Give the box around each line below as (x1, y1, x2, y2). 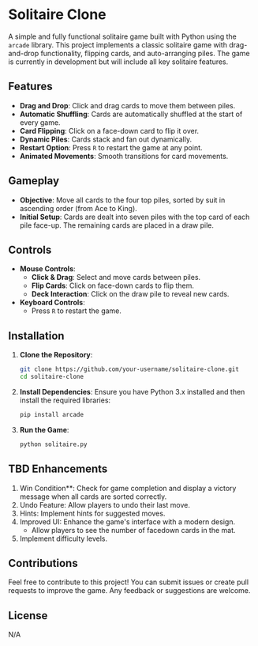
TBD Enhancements (8, 463, 108, 476)
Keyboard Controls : (19, 298, 85, 308)
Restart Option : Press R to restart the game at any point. (19, 142, 203, 152)
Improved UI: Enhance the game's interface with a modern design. (19, 516, 235, 527)
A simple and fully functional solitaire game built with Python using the (8, 32, 237, 41)
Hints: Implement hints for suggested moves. (19, 508, 166, 518)
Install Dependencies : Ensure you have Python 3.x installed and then (19, 387, 245, 396)
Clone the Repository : (19, 350, 93, 360)
